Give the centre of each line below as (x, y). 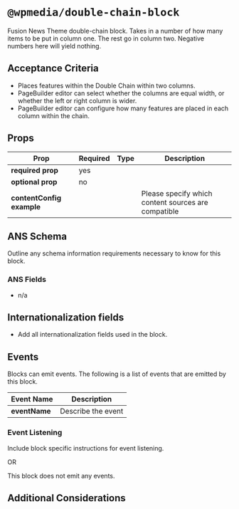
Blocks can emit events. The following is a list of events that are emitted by (117, 374)
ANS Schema (37, 236)
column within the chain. (54, 115)
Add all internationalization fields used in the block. (92, 335)
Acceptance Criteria (53, 69)
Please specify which (177, 193)
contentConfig (36, 198)
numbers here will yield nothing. (54, 46)
